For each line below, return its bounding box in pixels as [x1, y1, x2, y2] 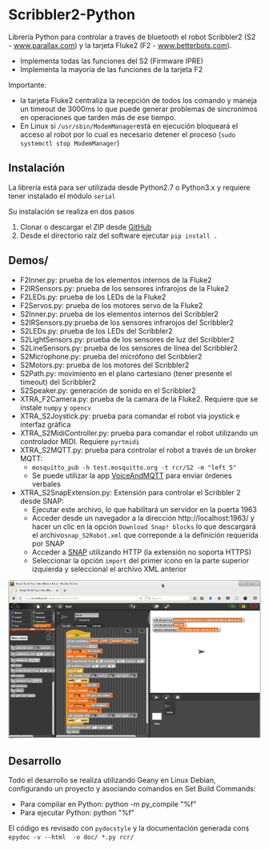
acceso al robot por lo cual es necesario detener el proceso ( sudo [19, 130, 236, 139]
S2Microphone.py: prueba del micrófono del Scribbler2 [19, 351, 203, 361]
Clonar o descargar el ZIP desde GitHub [19, 222, 152, 231]
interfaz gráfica [19, 419, 71, 429]
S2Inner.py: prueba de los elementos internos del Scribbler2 [19, 309, 219, 318]
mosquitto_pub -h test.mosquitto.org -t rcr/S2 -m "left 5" [31, 463, 237, 471]
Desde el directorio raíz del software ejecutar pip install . [19, 230, 218, 240]
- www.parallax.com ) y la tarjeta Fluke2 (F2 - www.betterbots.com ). [8, 40, 232, 50]
